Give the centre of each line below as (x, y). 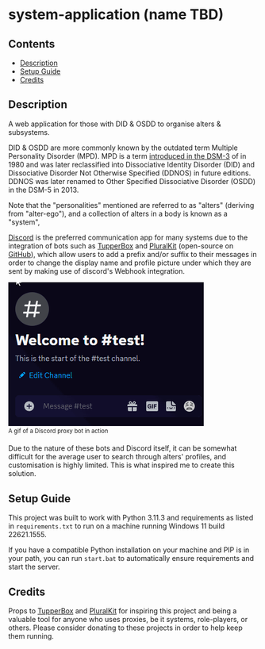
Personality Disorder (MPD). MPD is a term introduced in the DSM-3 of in (127, 156)
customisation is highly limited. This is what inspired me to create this (122, 465)
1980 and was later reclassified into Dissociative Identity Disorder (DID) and (132, 164)
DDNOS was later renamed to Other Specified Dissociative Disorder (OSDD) (132, 181)
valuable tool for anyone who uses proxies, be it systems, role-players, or (128, 620)
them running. (31, 636)
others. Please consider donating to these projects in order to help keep (126, 628)
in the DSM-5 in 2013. (44, 190)
